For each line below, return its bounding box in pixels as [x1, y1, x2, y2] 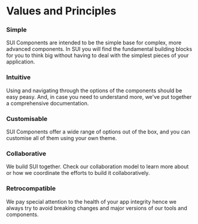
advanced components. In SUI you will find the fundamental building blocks [6, 46, 193, 53]
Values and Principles [6, 4, 117, 18]
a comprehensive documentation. [6, 99, 89, 107]
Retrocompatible [6, 184, 56, 193]
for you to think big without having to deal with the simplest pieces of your [6, 52, 190, 59]
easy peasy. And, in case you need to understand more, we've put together [6, 93, 192, 100]
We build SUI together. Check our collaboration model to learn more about [6, 163, 189, 170]
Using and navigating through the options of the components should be [6, 87, 182, 94]
